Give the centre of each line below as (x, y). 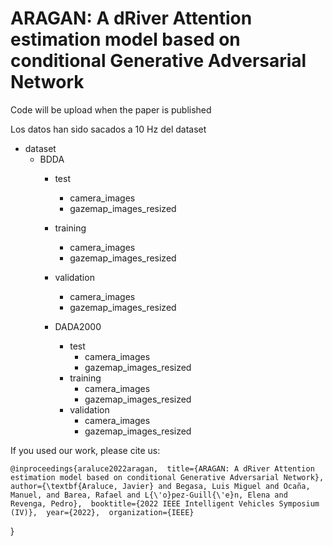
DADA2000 (78, 326)
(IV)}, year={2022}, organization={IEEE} (102, 512)
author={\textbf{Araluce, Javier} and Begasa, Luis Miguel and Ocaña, (160, 486)
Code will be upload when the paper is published (111, 109)
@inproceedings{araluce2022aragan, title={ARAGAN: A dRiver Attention (162, 468)
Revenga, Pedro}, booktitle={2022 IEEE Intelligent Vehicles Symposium (165, 503)
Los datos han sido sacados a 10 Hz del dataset (108, 129)
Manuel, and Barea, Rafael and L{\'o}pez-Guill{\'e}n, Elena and (149, 495)
